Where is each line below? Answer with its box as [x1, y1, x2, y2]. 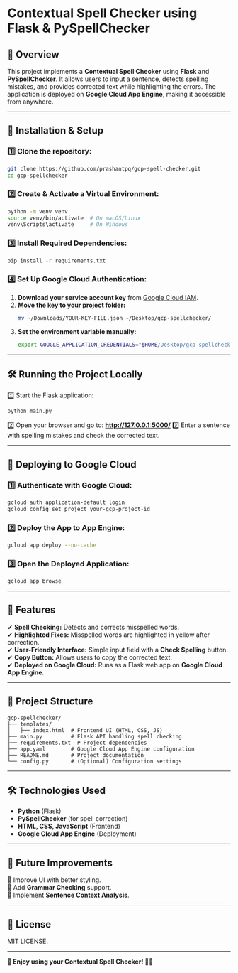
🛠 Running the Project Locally [7, 368, 143, 380]
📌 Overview [7, 48, 59, 60]
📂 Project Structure [7, 695, 93, 708]
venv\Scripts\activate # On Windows [7, 221, 129, 228]
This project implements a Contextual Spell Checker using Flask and [7, 68, 210, 75]
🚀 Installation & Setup [7, 124, 104, 136]
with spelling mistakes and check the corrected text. [7, 431, 160, 440]
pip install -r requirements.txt [7, 257, 106, 264]
